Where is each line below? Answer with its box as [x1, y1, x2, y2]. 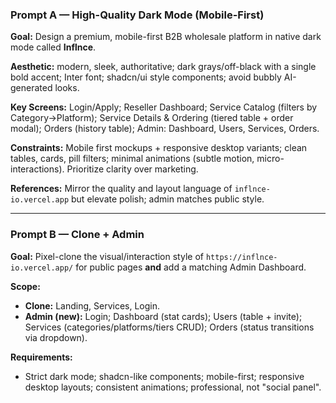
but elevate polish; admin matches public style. [71, 193, 265, 205]
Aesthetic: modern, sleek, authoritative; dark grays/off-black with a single [10, 61, 317, 73]
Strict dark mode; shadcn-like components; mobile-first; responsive [24, 370, 305, 382]
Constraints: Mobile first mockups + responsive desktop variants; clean [10, 142, 308, 154]
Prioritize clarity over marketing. [66, 163, 199, 175]
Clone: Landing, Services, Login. [24, 299, 161, 312]
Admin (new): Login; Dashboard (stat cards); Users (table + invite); [24, 310, 303, 322]
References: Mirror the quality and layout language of [10, 183, 233, 195]
